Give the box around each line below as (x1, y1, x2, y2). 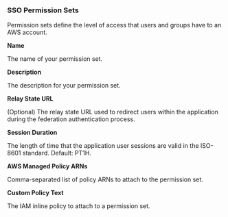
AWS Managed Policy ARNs (7, 162, 88, 170)
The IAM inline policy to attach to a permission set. (7, 202, 150, 210)
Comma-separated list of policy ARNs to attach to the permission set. (7, 175, 204, 183)
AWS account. (7, 28, 47, 36)
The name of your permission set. (7, 55, 103, 63)
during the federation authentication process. (7, 115, 135, 123)
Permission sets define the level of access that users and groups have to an (7, 21, 222, 29)
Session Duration (7, 129, 58, 137)
